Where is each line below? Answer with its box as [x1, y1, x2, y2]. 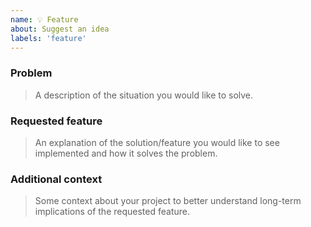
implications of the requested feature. [34, 206, 190, 218]
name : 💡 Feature [10, 14, 79, 25]
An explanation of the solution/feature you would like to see [34, 136, 280, 148]
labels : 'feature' [10, 33, 87, 43]
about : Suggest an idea [10, 24, 110, 34]
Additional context [10, 172, 103, 186]
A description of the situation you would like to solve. [34, 89, 254, 101]
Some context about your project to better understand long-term [34, 195, 302, 207]
